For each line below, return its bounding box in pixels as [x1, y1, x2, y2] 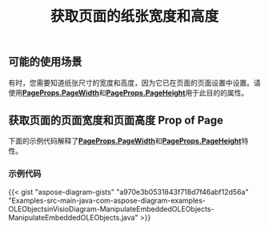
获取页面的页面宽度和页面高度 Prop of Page [8, 114, 224, 127]
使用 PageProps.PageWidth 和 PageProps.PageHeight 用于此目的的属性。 [8, 87, 249, 97]
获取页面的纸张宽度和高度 [50, 7, 219, 26]
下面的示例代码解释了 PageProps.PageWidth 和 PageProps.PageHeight [8, 136, 242, 146]
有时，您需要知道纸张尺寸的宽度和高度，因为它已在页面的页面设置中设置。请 [8, 78, 261, 87]
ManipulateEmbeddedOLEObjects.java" [8, 212, 139, 222]
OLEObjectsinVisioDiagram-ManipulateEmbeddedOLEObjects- [8, 204, 215, 213]
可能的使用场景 [8, 55, 82, 69]
